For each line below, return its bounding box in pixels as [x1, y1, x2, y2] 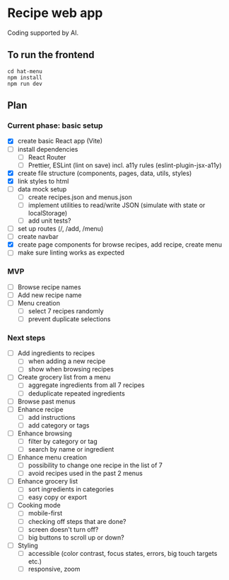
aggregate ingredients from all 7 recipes [28, 381, 145, 389]
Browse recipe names [17, 282, 81, 291]
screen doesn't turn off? [28, 525, 99, 533]
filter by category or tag [28, 437, 98, 445]
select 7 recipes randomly [28, 306, 104, 315]
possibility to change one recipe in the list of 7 [28, 461, 163, 469]
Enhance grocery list [17, 477, 78, 486]
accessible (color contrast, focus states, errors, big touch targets [28, 549, 218, 557]
